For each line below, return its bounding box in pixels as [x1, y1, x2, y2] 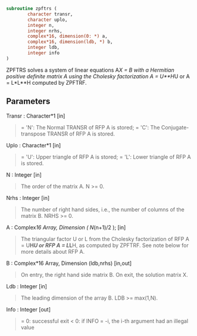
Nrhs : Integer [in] [6, 194, 50, 201]
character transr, [27, 11, 73, 17]
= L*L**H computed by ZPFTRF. [6, 79, 87, 86]
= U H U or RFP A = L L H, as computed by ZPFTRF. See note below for [20, 242, 189, 249]
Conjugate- [161, 124, 189, 131]
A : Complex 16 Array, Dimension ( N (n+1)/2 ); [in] [6, 224, 126, 231]
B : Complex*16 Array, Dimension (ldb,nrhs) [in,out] [6, 260, 132, 267]
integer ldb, [27, 45, 60, 51]
